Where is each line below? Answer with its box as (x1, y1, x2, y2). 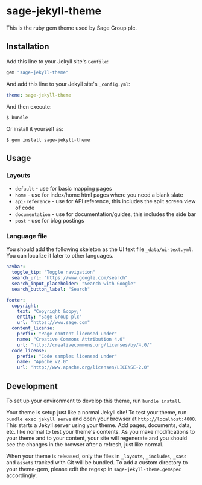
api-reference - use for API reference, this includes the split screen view (14, 198, 196, 205)
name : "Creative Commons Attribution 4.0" (17, 336, 125, 342)
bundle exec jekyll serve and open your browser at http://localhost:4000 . (6, 415, 197, 423)
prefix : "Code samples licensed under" (17, 353, 118, 360)
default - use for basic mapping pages (14, 185, 112, 192)
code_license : (11, 347, 47, 353)
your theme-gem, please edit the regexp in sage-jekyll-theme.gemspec (6, 466, 181, 473)
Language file (6, 232, 48, 241)
